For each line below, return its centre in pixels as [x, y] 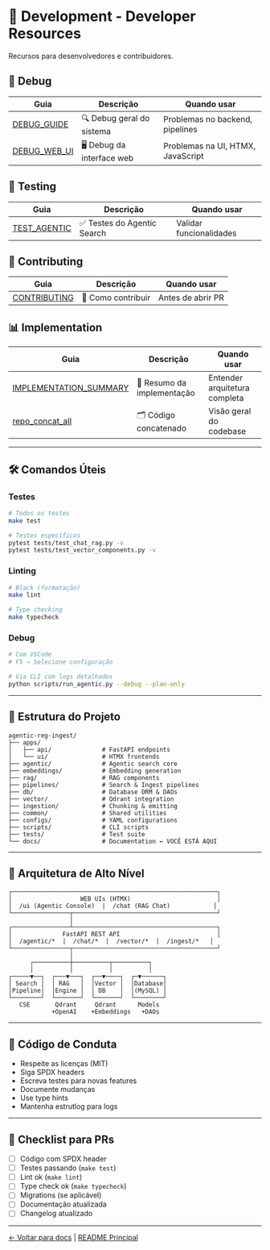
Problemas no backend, [208, 119]
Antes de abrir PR [191, 298]
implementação [166, 393]
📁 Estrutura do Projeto [64, 717]
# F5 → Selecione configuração [61, 662]
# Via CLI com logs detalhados [61, 677]
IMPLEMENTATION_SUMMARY [71, 388]
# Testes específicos [45, 535]
